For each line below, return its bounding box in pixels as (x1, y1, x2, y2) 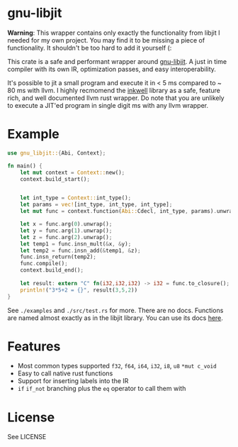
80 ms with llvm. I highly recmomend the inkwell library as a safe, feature (7, 86, 221, 94)
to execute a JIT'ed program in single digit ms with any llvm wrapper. (7, 101, 209, 109)
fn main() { (7, 162, 42, 170)
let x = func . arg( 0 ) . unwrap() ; (20, 221, 113, 228)
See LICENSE (7, 433, 47, 441)
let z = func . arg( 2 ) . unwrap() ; (20, 233, 113, 241)
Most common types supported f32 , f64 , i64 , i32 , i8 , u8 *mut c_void (17, 362, 217, 370)
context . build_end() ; (20, 267, 84, 274)
